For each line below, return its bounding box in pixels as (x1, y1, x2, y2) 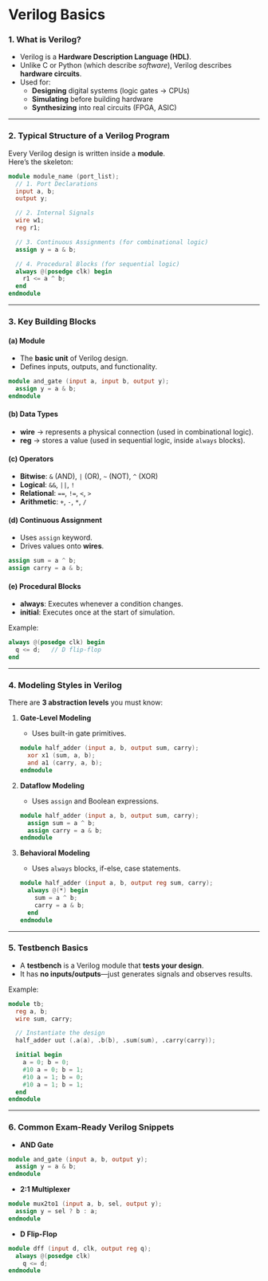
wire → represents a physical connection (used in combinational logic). (19, 426, 254, 436)
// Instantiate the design (15, 1029, 105, 1037)
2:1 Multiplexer (19, 1185, 70, 1194)
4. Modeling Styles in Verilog (8, 679, 122, 690)
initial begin (15, 1051, 62, 1059)
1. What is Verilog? (8, 34, 81, 45)
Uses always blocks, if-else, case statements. (31, 863, 181, 874)
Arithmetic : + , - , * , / (19, 497, 87, 507)
